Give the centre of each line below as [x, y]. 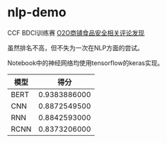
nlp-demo [37, 12]
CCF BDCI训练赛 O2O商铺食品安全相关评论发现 [76, 33]
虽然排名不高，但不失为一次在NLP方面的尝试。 [75, 47]
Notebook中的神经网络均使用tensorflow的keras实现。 [86, 63]
